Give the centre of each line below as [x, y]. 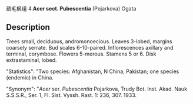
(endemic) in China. [30, 77]
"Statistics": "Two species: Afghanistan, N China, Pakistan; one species [93, 71]
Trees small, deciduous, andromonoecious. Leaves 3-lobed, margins [89, 41]
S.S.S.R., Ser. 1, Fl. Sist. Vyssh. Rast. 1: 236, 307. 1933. [71, 95]
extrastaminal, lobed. [31, 60]
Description [28, 27]
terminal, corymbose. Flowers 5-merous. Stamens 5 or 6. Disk [81, 54]
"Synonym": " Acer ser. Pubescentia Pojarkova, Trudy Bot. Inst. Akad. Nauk [96, 89]
